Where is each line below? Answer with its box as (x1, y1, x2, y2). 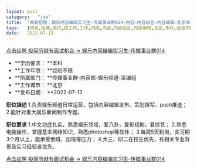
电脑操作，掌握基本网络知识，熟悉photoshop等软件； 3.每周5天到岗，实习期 (6, 128, 191, 135)
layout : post (6, 8, 38, 15)
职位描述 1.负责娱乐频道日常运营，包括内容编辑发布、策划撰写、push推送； (6, 101, 188, 108)
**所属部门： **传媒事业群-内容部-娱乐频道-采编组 (14, 74, 137, 81)
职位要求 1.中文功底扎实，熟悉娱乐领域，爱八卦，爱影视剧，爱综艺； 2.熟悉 (6, 121, 187, 128)
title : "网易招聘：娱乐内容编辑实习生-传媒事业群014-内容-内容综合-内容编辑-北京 (6, 19, 186, 25)
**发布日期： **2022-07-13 (14, 89, 83, 96)
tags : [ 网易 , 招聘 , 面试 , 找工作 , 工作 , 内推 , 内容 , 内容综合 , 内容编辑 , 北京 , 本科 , (6, 25, 177, 31)
